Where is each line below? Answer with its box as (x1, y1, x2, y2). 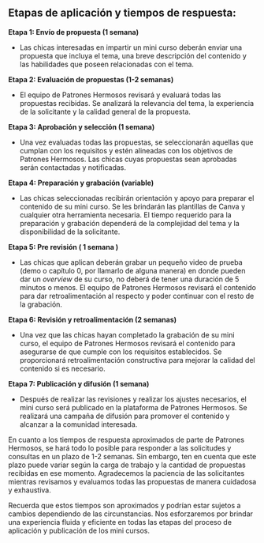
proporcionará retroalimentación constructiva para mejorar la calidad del (19, 355, 255, 364)
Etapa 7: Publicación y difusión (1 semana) (8, 379, 150, 388)
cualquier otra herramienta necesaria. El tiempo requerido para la (19, 209, 232, 220)
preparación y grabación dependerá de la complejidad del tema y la (19, 218, 240, 228)
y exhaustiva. (8, 485, 51, 495)
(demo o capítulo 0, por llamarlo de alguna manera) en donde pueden (19, 266, 246, 275)
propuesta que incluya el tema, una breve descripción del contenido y (19, 51, 247, 60)
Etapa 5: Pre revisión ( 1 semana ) (8, 242, 119, 251)
